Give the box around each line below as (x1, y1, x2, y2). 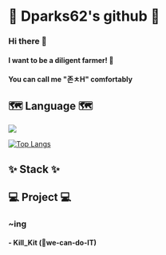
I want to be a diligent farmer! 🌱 (8, 55, 114, 65)
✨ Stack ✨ (8, 163, 60, 176)
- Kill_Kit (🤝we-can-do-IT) (8, 238, 97, 248)
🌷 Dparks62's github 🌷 (8, 7, 160, 25)
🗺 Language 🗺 (8, 99, 93, 112)
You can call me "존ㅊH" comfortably (8, 75, 133, 84)
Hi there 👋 (8, 36, 48, 47)
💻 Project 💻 (8, 190, 72, 204)
